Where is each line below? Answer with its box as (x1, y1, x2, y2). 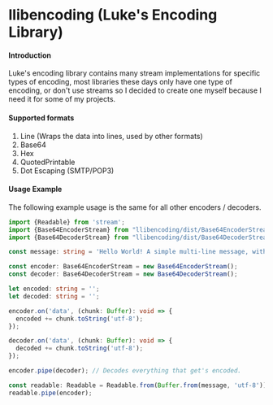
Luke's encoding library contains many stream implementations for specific (8, 68, 261, 78)
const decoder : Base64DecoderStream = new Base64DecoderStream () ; (8, 270, 238, 278)
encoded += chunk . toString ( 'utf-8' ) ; (15, 315, 144, 323)
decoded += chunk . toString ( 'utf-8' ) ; (15, 344, 144, 353)
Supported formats (8, 112, 75, 123)
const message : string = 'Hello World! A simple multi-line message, (8, 248, 249, 256)
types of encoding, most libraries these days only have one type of (8, 77, 233, 87)
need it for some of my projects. (8, 94, 116, 104)
